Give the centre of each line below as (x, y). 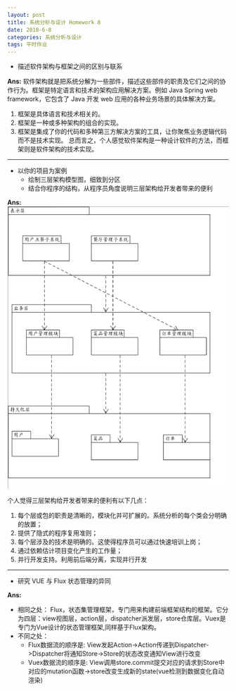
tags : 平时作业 (27, 45)
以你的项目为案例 (42, 171)
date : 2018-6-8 (29, 30)
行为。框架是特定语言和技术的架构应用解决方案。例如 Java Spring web (115, 90)
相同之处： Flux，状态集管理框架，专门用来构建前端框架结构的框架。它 (120, 610)
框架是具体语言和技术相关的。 (60, 114)
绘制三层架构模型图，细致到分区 (74, 180)
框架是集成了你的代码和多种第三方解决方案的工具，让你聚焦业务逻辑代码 (122, 132)
